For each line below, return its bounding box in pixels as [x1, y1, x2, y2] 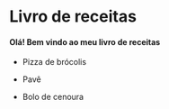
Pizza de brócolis [22, 57, 87, 68]
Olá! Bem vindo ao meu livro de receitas [9, 36, 161, 47]
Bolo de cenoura [22, 92, 84, 103]
